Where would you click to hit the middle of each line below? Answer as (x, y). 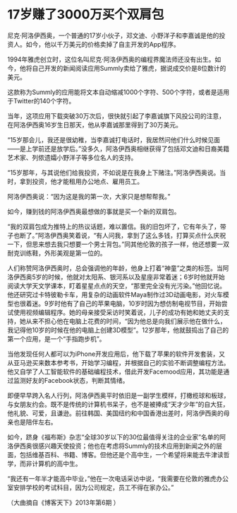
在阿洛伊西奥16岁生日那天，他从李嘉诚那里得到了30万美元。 (95, 125)
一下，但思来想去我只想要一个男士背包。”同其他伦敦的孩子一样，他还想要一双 (119, 244)
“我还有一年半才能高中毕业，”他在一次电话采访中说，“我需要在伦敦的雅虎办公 (118, 478)
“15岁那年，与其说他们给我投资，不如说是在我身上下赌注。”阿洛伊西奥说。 (114, 172)
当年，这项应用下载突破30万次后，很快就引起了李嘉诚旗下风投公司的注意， (116, 116)
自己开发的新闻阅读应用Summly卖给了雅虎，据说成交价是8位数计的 (129, 68)
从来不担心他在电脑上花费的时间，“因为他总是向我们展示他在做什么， (126, 321)
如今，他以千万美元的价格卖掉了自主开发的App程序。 (103, 44)
